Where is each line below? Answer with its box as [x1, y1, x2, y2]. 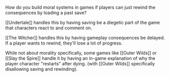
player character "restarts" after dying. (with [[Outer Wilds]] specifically [5, 61, 155, 66]
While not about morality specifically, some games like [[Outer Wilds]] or [5, 50, 157, 56]
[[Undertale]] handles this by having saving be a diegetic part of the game [5, 20, 160, 25]
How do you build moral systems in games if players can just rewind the [5, 5, 156, 10]
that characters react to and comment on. [5, 25, 92, 31]
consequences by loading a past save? [5, 10, 87, 16]
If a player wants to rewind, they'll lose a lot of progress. [5, 40, 123, 46]
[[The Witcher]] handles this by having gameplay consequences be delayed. [5, 35, 165, 41]
